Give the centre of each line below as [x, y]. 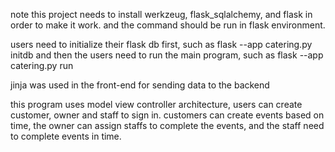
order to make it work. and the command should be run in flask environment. [168, 25]
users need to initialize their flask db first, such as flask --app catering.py [161, 44]
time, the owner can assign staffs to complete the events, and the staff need [167, 125]
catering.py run [42, 65]
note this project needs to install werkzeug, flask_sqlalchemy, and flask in [161, 14]
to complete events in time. [66, 136]
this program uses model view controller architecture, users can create [156, 104]
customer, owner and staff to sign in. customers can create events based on [167, 115]
